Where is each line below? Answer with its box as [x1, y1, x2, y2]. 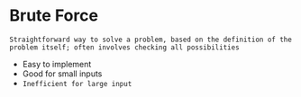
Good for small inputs [22, 68, 103, 79]
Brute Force [9, 5, 99, 26]
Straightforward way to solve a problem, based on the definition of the [9, 35, 293, 44]
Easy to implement [22, 58, 92, 69]
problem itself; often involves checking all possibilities [9, 42, 241, 52]
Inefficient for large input [22, 79, 132, 88]
